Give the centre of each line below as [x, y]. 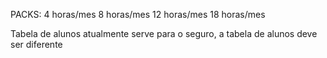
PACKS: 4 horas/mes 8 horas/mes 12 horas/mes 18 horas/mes [138, 14]
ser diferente [36, 44]
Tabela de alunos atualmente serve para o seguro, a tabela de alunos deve [164, 33]
